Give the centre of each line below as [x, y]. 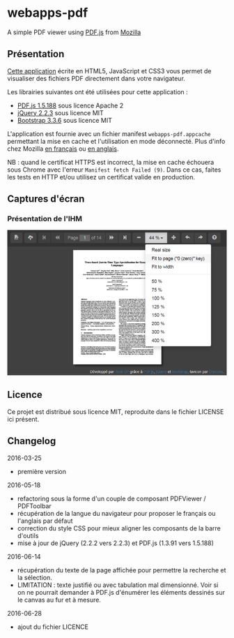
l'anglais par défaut [45, 521]
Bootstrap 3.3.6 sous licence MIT [65, 120]
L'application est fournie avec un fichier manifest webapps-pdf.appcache [109, 133]
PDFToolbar [34, 506]
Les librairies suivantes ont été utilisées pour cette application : [97, 91]
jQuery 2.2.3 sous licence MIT [61, 112]
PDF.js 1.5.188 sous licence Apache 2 [70, 105]
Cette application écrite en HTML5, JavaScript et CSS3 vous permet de [109, 71]
